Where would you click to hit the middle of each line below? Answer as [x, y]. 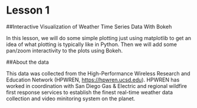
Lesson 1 [28, 10]
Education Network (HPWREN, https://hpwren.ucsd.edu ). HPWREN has [93, 80]
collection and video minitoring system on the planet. [71, 99]
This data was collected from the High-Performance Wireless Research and [98, 73]
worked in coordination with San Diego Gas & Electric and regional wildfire [97, 86]
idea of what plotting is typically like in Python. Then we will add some [92, 44]
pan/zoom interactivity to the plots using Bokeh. [64, 50]
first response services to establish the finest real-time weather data [90, 92]
